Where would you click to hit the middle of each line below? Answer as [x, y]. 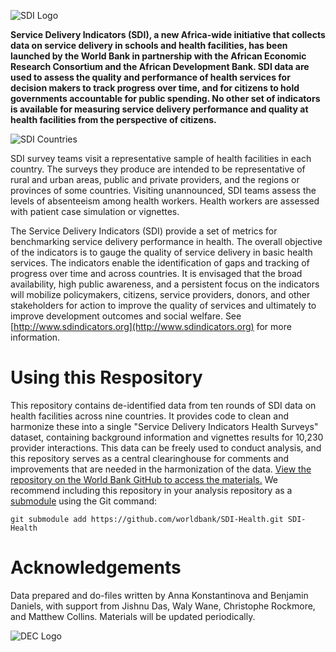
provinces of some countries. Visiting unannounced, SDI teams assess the [163, 190]
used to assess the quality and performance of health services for [150, 77]
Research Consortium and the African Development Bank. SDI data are [160, 66]
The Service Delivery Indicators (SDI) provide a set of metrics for [144, 231]
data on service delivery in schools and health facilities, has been [149, 45]
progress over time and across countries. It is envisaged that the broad [156, 273]
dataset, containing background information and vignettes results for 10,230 [167, 437]
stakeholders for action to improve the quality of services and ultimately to [163, 305]
